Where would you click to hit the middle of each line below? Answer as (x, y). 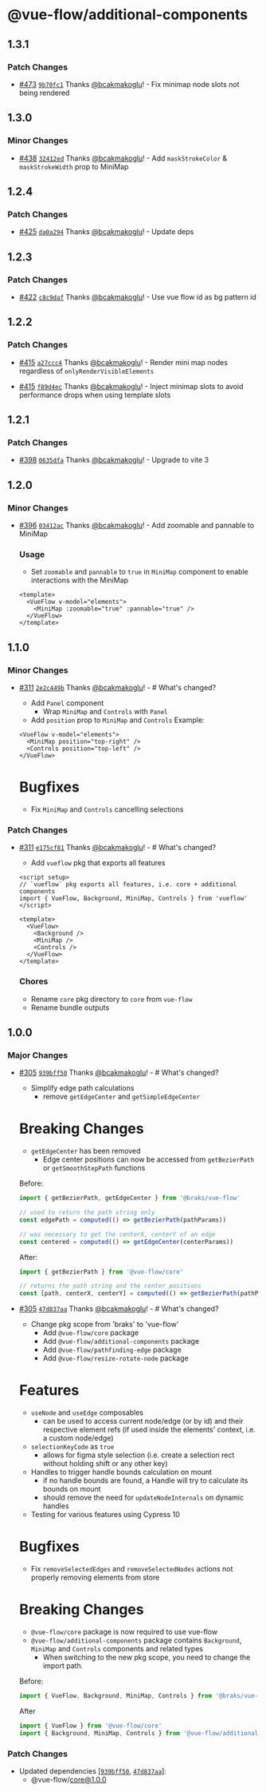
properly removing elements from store (95, 1577)
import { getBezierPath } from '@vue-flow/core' (101, 1272)
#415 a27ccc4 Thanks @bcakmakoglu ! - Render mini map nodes (123, 362)
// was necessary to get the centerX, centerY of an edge (117, 1234)
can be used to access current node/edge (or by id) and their (143, 1421)
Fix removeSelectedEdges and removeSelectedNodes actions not (132, 1569)
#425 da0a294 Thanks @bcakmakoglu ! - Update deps (106, 232)
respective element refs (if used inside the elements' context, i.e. (149, 1430)
